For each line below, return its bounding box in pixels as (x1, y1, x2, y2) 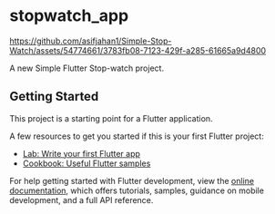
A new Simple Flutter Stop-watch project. (9, 63, 165, 73)
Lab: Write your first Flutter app (22, 148, 141, 159)
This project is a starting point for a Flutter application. (9, 112, 213, 123)
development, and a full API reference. (9, 194, 154, 205)
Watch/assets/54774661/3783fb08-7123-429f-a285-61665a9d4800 (9, 44, 267, 55)
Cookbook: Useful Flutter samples (22, 158, 151, 169)
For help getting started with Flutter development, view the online (9, 175, 255, 186)
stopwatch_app (9, 5, 129, 26)
